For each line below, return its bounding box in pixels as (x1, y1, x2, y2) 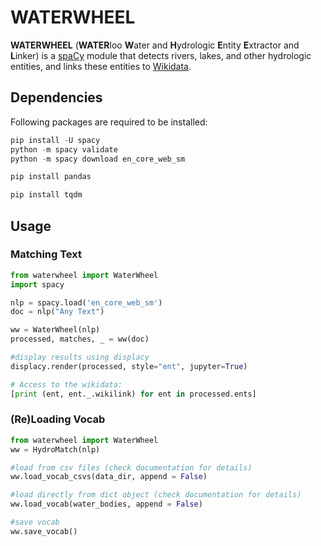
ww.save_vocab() (10, 526, 78, 536)
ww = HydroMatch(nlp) (10, 444, 101, 455)
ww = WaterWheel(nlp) (10, 325, 101, 335)
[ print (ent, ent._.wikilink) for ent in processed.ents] (10, 389, 257, 399)
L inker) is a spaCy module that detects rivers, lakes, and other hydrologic (10, 49, 312, 61)
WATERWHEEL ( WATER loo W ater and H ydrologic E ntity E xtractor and (10, 39, 300, 51)
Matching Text (10, 247, 82, 261)
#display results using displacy (10, 352, 150, 363)
